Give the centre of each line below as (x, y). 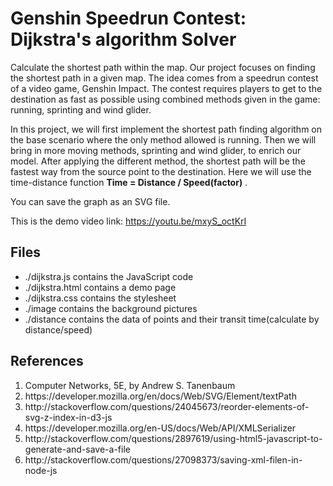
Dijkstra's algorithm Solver (123, 39)
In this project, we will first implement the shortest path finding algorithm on (166, 129)
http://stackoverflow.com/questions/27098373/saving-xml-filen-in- (163, 459)
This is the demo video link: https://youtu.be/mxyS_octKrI (128, 221)
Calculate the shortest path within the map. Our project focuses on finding (163, 67)
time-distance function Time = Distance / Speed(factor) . (129, 182)
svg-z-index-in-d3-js (68, 417)
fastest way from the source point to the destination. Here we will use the (161, 171)
